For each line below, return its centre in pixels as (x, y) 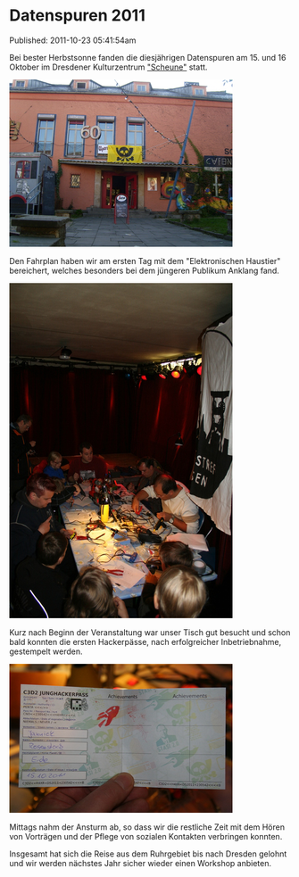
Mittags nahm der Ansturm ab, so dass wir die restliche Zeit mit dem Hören (147, 827)
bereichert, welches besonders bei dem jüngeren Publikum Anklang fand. (144, 270)
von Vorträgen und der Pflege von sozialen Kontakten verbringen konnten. (146, 836)
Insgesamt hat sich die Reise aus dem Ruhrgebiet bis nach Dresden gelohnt (148, 854)
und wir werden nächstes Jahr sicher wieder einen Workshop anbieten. (141, 863)
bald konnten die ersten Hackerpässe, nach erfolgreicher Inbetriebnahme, (145, 641)
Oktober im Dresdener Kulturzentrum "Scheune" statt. (108, 67)
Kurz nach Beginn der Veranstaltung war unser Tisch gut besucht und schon (150, 632)
